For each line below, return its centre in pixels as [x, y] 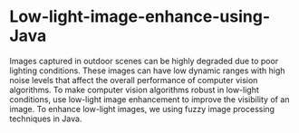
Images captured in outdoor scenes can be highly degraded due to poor [144, 61]
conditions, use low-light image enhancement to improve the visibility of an [149, 99]
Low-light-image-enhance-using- [140, 17]
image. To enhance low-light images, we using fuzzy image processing [142, 109]
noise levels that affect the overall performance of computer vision [134, 80]
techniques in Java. [46, 119]
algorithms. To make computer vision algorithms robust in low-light [135, 90]
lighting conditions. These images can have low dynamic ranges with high [147, 71]
